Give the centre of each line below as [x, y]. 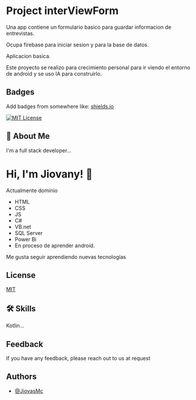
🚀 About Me [28, 136]
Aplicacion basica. [29, 56]
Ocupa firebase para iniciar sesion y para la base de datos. [77, 45]
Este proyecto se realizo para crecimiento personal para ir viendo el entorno [98, 67]
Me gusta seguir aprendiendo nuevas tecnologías [66, 257]
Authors [21, 377]
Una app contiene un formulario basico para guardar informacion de [89, 27]
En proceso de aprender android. [55, 246]
